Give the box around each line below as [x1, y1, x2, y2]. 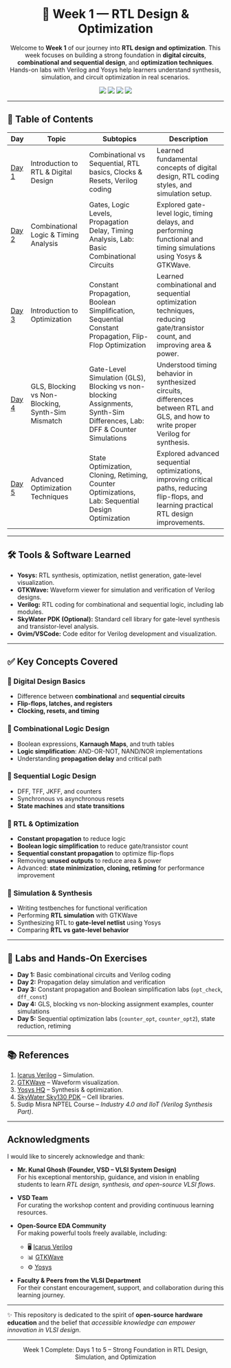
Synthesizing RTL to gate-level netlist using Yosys [16, 919, 162, 927]
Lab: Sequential [89, 496, 140, 506]
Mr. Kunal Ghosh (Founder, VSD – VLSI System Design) [16, 1165, 177, 1174]
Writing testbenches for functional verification [16, 904, 148, 912]
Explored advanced [157, 448, 220, 458]
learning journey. [16, 1291, 65, 1299]
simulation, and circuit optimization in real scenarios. [41, 72, 190, 81]
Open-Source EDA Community [16, 1221, 107, 1230]
